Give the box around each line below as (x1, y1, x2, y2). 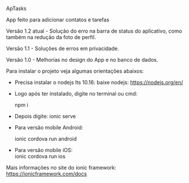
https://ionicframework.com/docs (6, 170, 87, 177)
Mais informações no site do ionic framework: (6, 164, 117, 171)
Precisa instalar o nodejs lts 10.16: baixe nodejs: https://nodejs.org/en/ (14, 79, 183, 86)
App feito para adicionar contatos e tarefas (6, 16, 109, 23)
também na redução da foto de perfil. (6, 34, 97, 40)
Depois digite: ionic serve (14, 113, 76, 119)
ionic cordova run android (14, 135, 77, 142)
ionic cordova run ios (14, 153, 66, 160)
